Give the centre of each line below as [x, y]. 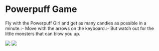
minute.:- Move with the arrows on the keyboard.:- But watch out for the [79, 28]
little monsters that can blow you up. [43, 33]
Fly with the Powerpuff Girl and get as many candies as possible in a [76, 23]
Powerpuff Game [41, 9]
